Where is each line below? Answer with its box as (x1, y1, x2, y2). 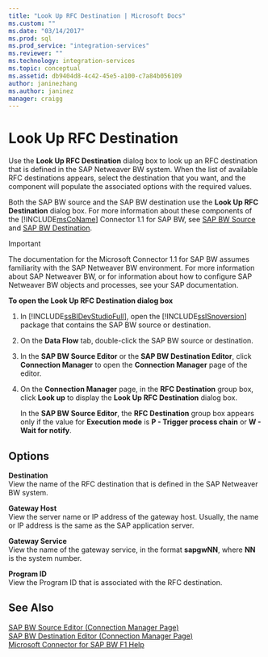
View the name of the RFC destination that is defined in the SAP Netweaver (8, 479, 258, 489)
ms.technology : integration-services (8, 57, 136, 65)
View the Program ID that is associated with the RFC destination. (8, 578, 223, 587)
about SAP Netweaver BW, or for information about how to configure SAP (8, 272, 253, 281)
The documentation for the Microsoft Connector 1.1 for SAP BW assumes (8, 255, 250, 264)
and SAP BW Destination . (8, 223, 93, 233)
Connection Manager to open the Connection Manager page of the (19, 360, 248, 370)
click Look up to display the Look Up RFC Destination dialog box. (19, 393, 238, 402)
